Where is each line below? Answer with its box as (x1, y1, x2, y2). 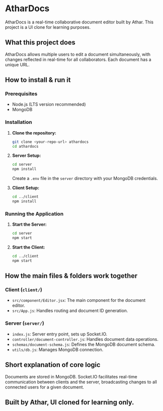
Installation (5, 119, 33, 126)
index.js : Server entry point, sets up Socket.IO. (12, 331, 108, 337)
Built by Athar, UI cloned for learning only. (5, 398, 134, 406)
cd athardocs (12, 144, 39, 149)
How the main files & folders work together (5, 272, 138, 280)
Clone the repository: (12, 130, 56, 136)
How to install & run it (5, 76, 71, 84)
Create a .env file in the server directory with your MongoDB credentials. (12, 176, 158, 181)
